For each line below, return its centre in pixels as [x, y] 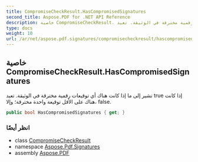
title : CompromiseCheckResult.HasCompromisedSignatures [76, 11]
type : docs [19, 28]
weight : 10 [19, 34]
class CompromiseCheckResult [53, 140]
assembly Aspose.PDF [42, 153]
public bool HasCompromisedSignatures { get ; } [66, 113]
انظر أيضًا [18, 127]
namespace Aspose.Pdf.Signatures [57, 146]
